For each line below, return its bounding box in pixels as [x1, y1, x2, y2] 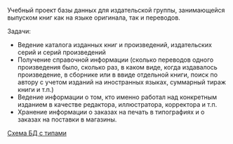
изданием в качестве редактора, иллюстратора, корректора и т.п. [17, 100, 218, 108]
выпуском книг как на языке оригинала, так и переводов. [7, 13, 180, 22]
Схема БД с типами [7, 129, 67, 137]
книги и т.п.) [17, 86, 54, 93]
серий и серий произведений [17, 48, 107, 56]
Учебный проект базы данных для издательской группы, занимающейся [7, 6, 225, 14]
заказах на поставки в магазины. [17, 115, 117, 124]
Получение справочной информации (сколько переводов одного [17, 55, 214, 64]
